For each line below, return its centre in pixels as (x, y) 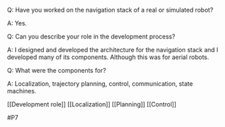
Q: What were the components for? (57, 70)
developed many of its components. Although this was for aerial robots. (108, 57)
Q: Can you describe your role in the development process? (91, 36)
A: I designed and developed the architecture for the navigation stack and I (113, 50)
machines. (22, 91)
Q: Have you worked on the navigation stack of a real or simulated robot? (110, 10)
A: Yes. (17, 23)
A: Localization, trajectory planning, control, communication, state (100, 84)
